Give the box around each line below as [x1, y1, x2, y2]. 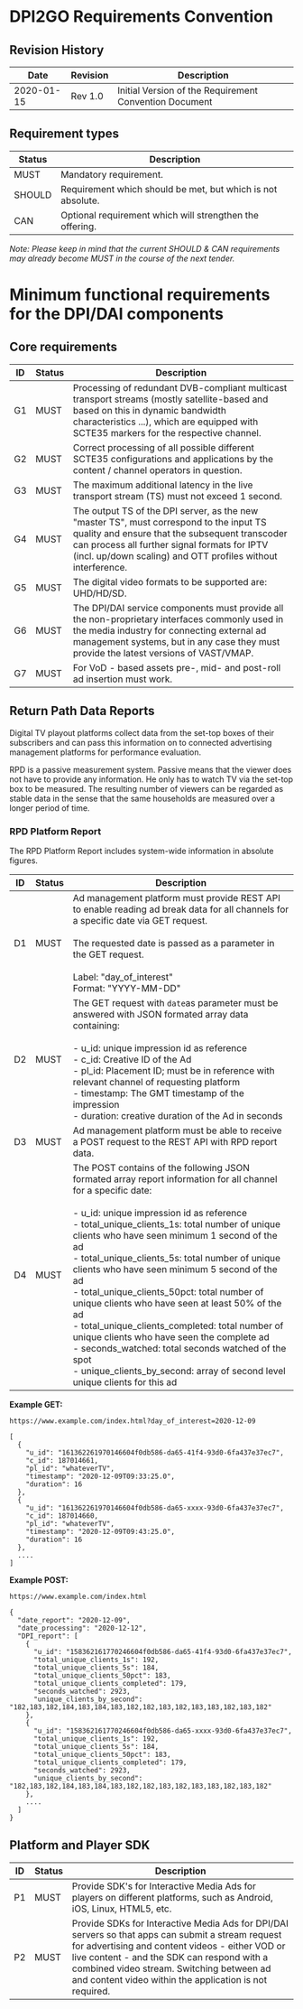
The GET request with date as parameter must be [72, 996, 279, 1009]
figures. [9, 855, 39, 866]
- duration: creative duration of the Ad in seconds [72, 1109, 283, 1121]
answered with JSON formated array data [72, 1008, 249, 1020]
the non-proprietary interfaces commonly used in [72, 612, 284, 625]
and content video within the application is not [71, 1973, 268, 1986]
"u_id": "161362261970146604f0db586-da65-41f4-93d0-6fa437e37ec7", [25, 1447, 284, 1457]
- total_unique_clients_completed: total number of [72, 1319, 284, 1332]
